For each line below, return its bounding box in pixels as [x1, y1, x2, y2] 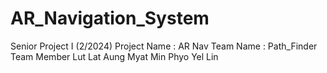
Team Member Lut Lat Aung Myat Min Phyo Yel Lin [10, 50, 219, 62]
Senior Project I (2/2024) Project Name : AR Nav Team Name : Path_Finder [10, 40, 318, 52]
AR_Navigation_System [10, 7, 210, 30]
